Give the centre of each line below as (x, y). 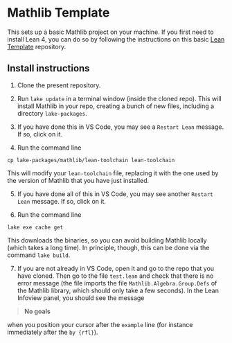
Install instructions (48, 68)
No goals (37, 311)
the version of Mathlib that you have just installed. (78, 180)
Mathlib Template (59, 13)
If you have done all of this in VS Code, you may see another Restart (115, 194)
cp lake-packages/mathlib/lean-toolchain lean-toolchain (91, 160)
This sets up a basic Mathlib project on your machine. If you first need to (111, 32)
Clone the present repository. (59, 85)
